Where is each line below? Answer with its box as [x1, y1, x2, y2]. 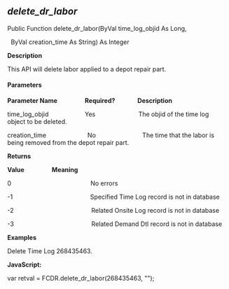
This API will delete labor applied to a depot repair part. [7, 64, 167, 73]
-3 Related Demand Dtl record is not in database [7, 220, 223, 228]
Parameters [7, 80, 42, 90]
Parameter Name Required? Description [7, 97, 173, 105]
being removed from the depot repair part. [7, 139, 130, 147]
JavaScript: [7, 260, 42, 269]
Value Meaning [7, 166, 78, 174]
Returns [7, 152, 32, 160]
